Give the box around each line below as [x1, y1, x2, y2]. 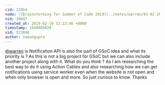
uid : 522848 [5, 30, 29, 35]
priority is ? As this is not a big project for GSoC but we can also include [5, 53, 151, 59]
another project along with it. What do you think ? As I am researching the [5, 58, 154, 64]
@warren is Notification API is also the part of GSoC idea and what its [5, 48, 146, 54]
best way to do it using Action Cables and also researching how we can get [5, 63, 158, 69]
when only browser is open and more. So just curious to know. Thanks [5, 74, 147, 80]
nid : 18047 [5, 16, 27, 21]
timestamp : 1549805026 [5, 26, 52, 30]
